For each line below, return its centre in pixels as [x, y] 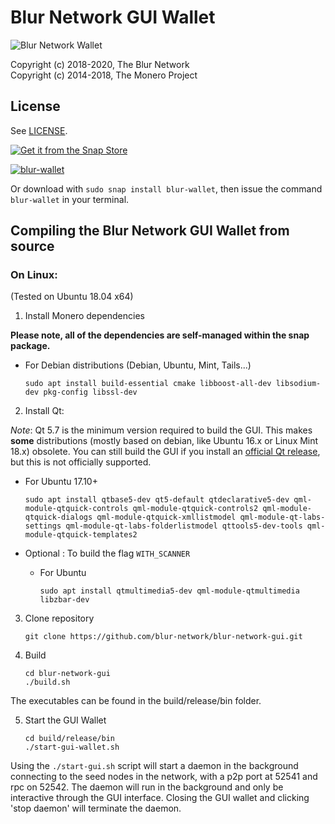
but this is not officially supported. [81, 462]
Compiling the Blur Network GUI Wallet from [150, 231]
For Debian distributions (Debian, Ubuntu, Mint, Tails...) [138, 365]
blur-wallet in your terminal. [70, 199]
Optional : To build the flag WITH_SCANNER [107, 553]
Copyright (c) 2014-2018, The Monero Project [104, 75]
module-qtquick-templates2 [81, 535]
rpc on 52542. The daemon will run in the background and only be [147, 787]
